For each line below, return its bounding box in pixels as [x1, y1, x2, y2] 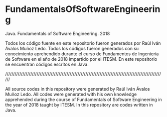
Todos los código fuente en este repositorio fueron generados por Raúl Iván [5, 40, 161, 46]
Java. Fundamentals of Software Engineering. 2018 [5, 30, 110, 36]
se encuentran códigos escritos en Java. [5, 61, 89, 67]
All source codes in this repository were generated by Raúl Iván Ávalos [5, 86, 150, 92]
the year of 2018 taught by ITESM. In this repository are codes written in [5, 102, 153, 108]
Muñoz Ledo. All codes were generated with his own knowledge [5, 91, 137, 97]
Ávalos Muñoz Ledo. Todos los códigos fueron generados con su [5, 45, 139, 51]
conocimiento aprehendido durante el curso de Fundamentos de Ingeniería [5, 51, 159, 57]
